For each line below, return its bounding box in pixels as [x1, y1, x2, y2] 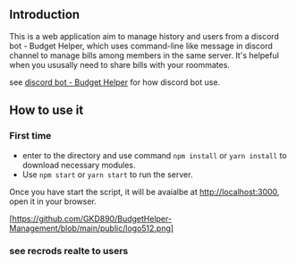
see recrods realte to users [9, 245, 129, 258]
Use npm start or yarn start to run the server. [21, 169, 193, 180]
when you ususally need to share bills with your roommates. [9, 59, 231, 70]
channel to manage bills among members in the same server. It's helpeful [9, 49, 280, 61]
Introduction [9, 7, 80, 22]
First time [9, 130, 52, 142]
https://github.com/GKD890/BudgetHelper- [12, 213, 173, 224]
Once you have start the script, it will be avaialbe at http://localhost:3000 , [9, 186, 280, 197]
